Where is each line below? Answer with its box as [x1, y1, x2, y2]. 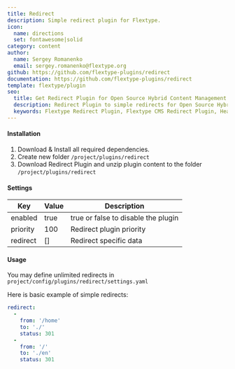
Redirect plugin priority [70, 225, 146, 235]
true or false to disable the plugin [70, 213, 179, 223]
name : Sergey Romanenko [13, 56, 83, 63]
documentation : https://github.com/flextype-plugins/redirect [7, 75, 192, 83]
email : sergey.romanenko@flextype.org [13, 62, 127, 69]
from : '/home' [20, 317, 61, 324]
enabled [10, 213, 38, 223]
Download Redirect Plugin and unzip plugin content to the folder [17, 160, 203, 168]
